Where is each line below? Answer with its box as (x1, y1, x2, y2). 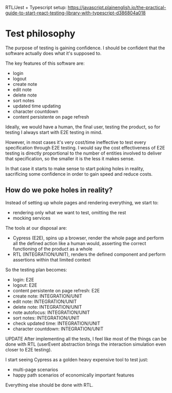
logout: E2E (12, 282, 37, 288)
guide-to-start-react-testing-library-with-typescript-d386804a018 (5, 10, 146, 16)
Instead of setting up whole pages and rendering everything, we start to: (5, 199, 159, 205)
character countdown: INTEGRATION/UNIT (12, 326, 104, 332)
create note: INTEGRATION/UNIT (12, 293, 83, 299)
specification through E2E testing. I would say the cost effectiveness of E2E (5, 144, 165, 151)
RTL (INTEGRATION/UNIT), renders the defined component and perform (12, 251, 166, 257)
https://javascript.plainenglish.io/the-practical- (67, 5, 166, 10)
